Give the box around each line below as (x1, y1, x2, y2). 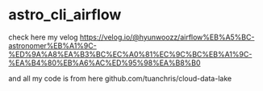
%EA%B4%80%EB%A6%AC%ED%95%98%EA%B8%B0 (8, 58, 201, 68)
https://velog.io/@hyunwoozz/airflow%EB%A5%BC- (79, 32, 255, 42)
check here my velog (8, 32, 78, 42)
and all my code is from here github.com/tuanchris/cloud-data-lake (8, 73, 232, 83)
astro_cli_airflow (8, 6, 122, 24)
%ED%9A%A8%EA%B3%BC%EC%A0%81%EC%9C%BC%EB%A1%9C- (8, 49, 253, 59)
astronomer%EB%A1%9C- (8, 40, 97, 50)
